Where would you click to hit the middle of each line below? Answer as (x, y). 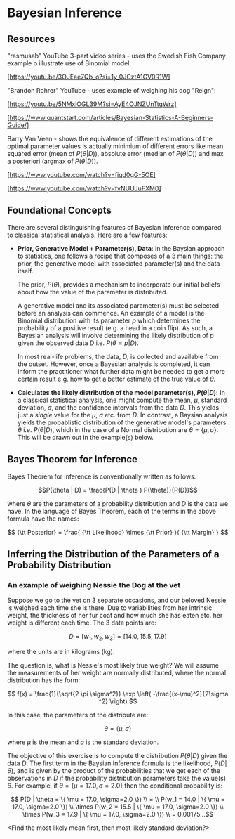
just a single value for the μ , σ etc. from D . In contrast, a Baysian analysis (122, 415)
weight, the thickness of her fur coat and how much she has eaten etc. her (115, 616)
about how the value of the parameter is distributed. (93, 292)
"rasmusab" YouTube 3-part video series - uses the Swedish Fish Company (116, 56)
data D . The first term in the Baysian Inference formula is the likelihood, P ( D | (117, 763)
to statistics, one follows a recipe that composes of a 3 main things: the (120, 256)
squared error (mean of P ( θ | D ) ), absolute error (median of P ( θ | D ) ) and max (115, 154)
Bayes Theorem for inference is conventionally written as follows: (102, 476)
